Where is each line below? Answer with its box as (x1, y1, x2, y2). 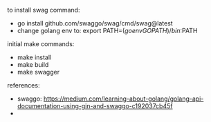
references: (7, 81, 40, 89)
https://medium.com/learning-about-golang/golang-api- (44, 94, 204, 103)
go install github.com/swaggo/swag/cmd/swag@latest (17, 19, 173, 27)
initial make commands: (7, 40, 75, 48)
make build (17, 61, 49, 68)
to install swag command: (7, 6, 80, 14)
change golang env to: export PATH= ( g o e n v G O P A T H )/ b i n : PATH (17, 27, 198, 34)
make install (17, 53, 52, 61)
